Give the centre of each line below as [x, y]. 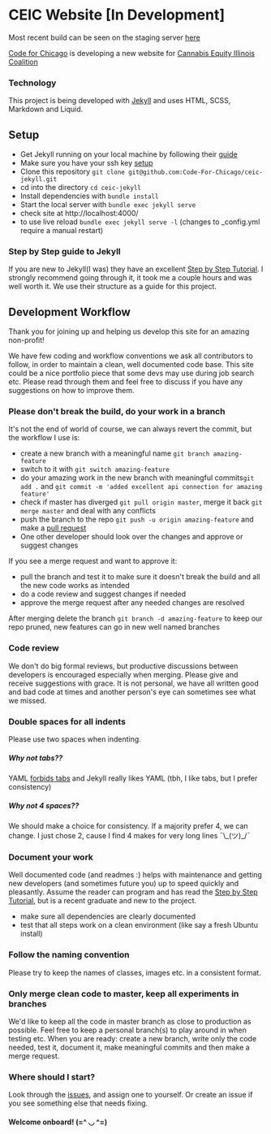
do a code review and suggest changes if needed [103, 594]
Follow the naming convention [69, 954]
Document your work [51, 857]
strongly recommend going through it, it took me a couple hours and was [130, 278]
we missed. [28, 700]
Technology [32, 83]
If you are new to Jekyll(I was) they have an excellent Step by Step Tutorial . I [136, 269]
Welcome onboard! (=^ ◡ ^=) [58, 1122]
